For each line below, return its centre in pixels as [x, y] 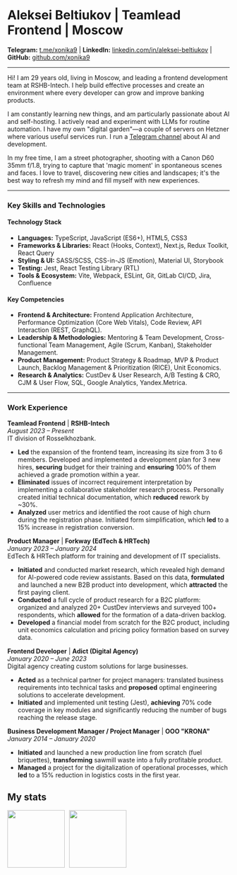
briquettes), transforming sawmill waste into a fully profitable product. [120, 760]
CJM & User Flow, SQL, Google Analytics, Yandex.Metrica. [102, 383]
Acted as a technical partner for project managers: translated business [121, 680]
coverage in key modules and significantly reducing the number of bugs [122, 710]
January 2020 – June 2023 [47, 658]
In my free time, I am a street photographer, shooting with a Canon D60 [111, 158]
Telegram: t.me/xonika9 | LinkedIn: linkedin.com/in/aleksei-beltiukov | [110, 50]
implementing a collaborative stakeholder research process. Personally [121, 489]
